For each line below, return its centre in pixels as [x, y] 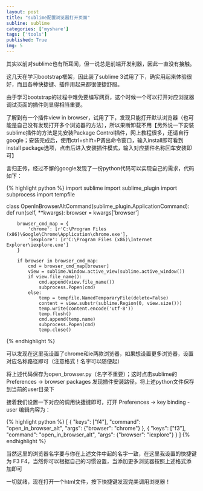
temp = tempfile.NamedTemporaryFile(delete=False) [104, 298]
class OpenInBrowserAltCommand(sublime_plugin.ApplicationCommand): [98, 206]
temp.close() [55, 330]
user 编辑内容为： [29, 409]
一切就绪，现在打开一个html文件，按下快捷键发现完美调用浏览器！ [89, 481]
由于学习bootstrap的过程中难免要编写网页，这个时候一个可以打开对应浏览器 [100, 97]
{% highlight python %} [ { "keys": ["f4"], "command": [73, 421]
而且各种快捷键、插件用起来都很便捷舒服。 [69, 84]
